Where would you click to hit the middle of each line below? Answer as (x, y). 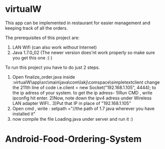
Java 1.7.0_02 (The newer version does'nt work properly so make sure (83, 52)
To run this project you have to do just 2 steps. (53, 67)
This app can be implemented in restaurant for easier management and (78, 23)
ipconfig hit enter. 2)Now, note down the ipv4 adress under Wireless (82, 98)
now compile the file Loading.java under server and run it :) (73, 119)
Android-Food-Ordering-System (73, 139)
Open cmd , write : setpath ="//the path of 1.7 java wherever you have (83, 108)
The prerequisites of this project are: (42, 38)
